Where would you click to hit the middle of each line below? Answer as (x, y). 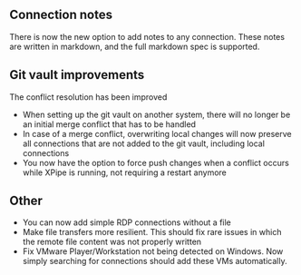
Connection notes (61, 15)
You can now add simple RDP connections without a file (126, 222)
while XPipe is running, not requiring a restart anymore (124, 172)
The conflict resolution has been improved (88, 97)
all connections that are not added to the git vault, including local (144, 143)
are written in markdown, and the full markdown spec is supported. (135, 46)
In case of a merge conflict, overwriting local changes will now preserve (157, 133)
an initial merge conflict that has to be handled (109, 124)
